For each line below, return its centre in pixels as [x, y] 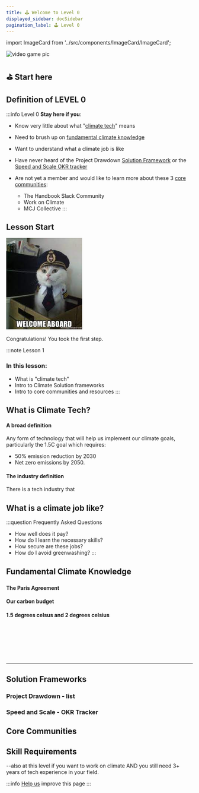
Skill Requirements [41, 751]
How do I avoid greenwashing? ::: [55, 553]
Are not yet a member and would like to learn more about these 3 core [100, 178]
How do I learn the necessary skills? [59, 540]
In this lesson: [27, 366]
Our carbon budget [30, 601]
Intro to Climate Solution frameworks [60, 385]
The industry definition [35, 476]
